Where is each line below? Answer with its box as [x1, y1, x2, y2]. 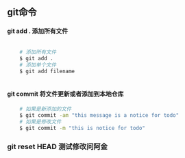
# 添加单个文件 [19, 62, 57, 68]
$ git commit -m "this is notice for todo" [19, 124, 146, 131]
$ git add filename [19, 68, 75, 75]
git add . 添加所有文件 [7, 27, 69, 35]
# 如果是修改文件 [19, 118, 62, 125]
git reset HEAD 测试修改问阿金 [7, 142, 108, 152]
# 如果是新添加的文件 [19, 105, 72, 113]
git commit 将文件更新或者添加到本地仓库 [7, 90, 124, 98]
